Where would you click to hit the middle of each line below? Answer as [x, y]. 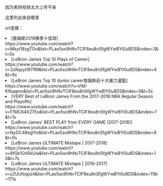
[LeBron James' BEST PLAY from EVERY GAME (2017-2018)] [72, 122]
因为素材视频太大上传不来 [31, 7]
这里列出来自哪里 [22, 18]
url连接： [14, 28]
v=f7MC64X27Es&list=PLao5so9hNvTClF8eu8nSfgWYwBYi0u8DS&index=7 [81, 112]
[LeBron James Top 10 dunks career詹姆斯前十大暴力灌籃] [70, 80]
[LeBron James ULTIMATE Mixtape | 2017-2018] [59, 143]
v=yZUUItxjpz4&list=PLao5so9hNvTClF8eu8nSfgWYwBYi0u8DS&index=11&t [81, 174]
